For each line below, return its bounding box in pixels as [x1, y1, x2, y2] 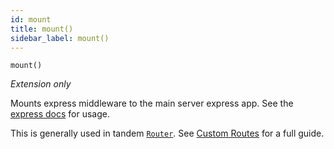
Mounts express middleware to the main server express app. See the [10, 97, 294, 110]
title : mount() [10, 24, 74, 34]
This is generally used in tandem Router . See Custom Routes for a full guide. [10, 127, 325, 140]
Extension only [10, 78, 72, 90]
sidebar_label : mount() [10, 33, 110, 43]
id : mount [10, 14, 52, 25]
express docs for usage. [10, 108, 110, 120]
